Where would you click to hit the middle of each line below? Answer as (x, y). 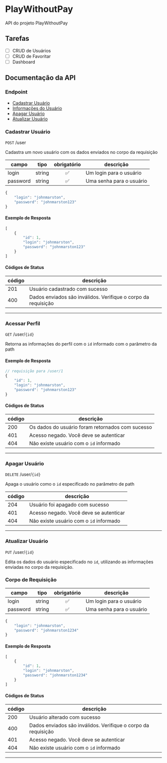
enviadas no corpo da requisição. (39, 567)
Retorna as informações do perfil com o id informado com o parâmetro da (81, 344)
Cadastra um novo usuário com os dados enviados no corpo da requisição (82, 152)
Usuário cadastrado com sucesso (68, 289)
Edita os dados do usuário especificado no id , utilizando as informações (79, 562)
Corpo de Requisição (31, 580)
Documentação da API (41, 78)
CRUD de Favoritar (32, 56)
